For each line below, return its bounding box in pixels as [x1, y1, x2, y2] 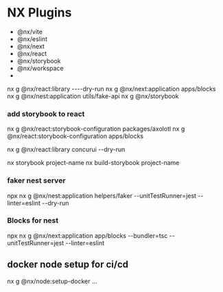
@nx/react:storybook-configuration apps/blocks [7, 132, 144, 140]
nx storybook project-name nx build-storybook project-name [7, 159, 180, 167]
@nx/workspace [16, 64, 64, 72]
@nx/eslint [16, 34, 48, 43]
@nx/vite [16, 27, 43, 36]
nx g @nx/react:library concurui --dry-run [7, 146, 126, 154]
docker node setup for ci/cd [7, 259, 129, 271]
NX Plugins [7, 5, 72, 21]
